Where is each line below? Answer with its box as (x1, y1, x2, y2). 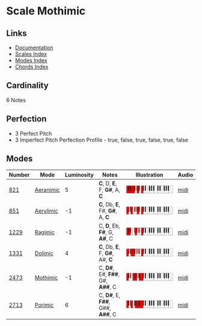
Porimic (35, 301, 54, 309)
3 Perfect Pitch (14, 130, 52, 137)
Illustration (135, 171, 164, 178)
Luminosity (65, 171, 94, 178)
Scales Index (14, 50, 47, 58)
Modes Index (14, 57, 47, 64)
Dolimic (35, 249, 54, 256)
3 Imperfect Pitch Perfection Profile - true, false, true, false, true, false (14, 136, 188, 143)
